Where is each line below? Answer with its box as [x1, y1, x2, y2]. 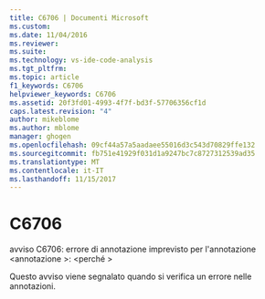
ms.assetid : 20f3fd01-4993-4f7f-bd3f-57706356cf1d [9, 98, 207, 108]
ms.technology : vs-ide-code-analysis [9, 56, 154, 65]
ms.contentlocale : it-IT [9, 166, 104, 175]
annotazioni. [9, 281, 57, 292]
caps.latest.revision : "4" [9, 107, 112, 116]
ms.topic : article [9, 73, 79, 82]
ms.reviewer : [9, 38, 59, 48]
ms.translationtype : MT [9, 157, 101, 167]
